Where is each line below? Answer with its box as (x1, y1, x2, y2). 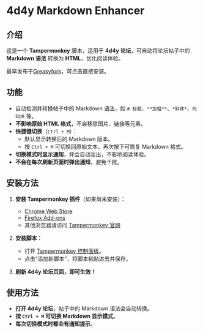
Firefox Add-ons (24, 214, 66, 221)
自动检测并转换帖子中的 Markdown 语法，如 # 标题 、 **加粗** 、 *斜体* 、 (15, 105, 193, 112)
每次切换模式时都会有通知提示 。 (15, 320, 96, 327)
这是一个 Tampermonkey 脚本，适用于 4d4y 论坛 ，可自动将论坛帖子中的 (6, 47, 190, 54)
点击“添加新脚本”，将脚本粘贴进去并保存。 (24, 255, 131, 262)
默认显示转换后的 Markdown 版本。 (24, 135, 114, 143)
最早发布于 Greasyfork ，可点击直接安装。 (6, 68, 110, 75)
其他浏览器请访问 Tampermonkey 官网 (24, 221, 120, 228)
